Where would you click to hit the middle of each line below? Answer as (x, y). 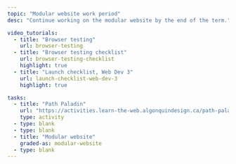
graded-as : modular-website (61, 143)
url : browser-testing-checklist (67, 59)
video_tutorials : (33, 33)
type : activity (42, 117)
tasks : (17, 98)
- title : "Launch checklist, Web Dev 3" (73, 72)
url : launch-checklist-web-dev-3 (69, 78)
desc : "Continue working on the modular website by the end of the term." (119, 20)
